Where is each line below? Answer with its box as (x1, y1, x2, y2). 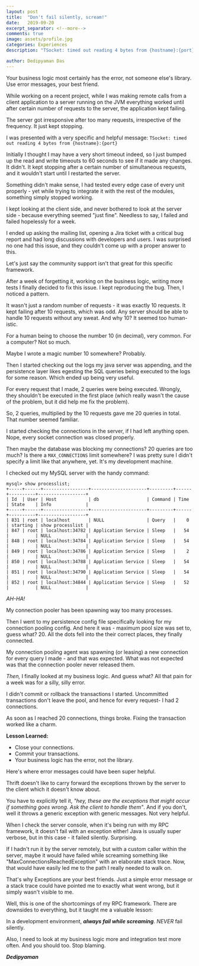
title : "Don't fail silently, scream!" (6, 14, 108, 20)
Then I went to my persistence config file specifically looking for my (6, 618, 172, 625)
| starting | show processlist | (6, 522, 89, 528)
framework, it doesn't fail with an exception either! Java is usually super (6, 827, 182, 834)
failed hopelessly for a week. (6, 218, 76, 225)
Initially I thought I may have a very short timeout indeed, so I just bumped (6, 151, 187, 158)
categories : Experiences (6, 42, 68, 48)
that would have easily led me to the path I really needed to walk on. (6, 864, 172, 871)
